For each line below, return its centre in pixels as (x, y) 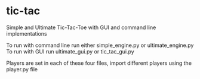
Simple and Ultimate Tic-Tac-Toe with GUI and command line (81, 27)
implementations (27, 33)
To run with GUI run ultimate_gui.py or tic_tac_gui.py (70, 51)
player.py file (22, 69)
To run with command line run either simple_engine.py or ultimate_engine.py (100, 45)
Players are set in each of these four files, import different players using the (99, 63)
